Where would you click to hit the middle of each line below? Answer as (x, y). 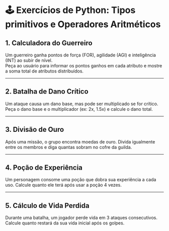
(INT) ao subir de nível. (29, 60)
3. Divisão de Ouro (35, 130)
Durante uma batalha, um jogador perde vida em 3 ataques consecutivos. (81, 218)
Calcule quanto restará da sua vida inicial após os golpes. (65, 223)
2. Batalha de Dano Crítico (47, 92)
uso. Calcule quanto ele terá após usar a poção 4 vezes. (63, 185)
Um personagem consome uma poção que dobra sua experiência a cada (81, 180)
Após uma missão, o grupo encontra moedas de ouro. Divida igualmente (80, 141)
